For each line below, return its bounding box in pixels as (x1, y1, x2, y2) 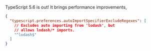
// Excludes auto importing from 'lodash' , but (14, 23, 115, 28)
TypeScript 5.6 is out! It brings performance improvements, (5, 4, 127, 10)
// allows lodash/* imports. (14, 27, 75, 33)
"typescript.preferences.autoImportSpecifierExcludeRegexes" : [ (9, 18, 146, 23)
